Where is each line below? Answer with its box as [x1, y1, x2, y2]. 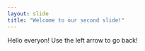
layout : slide [7, 10, 50, 17]
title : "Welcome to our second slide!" [7, 17, 125, 24]
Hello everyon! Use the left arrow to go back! [7, 36, 138, 44]
